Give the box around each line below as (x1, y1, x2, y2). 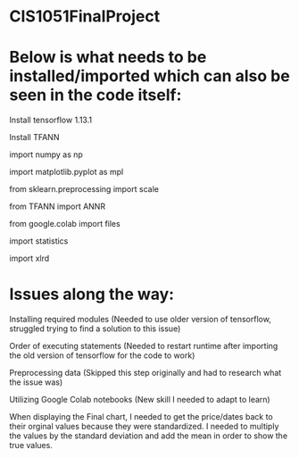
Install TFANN (9, 132, 60, 143)
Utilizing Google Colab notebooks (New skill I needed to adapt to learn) (9, 395, 270, 405)
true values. (9, 440, 54, 451)
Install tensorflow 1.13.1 (9, 114, 92, 126)
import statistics (9, 236, 69, 246)
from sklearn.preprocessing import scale (9, 184, 159, 195)
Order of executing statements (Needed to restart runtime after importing (9, 341, 278, 352)
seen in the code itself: (9, 85, 182, 105)
